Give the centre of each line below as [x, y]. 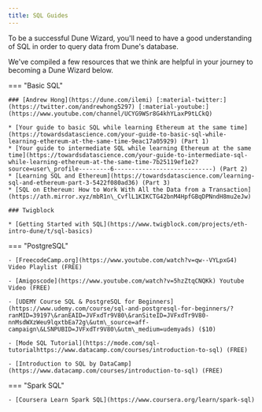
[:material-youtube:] [174, 107]
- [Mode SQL [28, 343]
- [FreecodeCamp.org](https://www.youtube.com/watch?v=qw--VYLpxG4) [123, 260]
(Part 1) [195, 141]
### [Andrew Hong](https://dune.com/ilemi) [81, 99]
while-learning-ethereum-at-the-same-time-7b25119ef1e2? [103, 162]
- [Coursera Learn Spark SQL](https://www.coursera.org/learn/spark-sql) [132, 399]
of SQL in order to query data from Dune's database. [94, 46]
